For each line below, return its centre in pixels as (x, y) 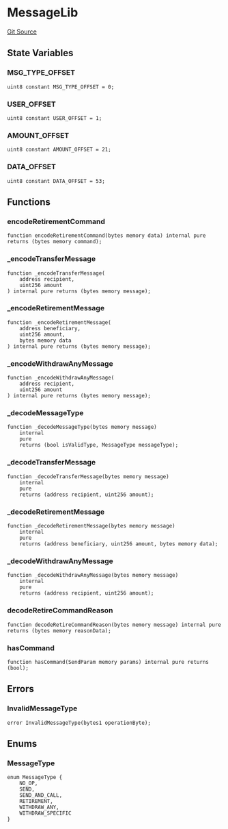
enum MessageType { (35, 778)
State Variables (40, 53)
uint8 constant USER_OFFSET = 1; (55, 118)
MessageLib (43, 13)
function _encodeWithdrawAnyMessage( (61, 378)
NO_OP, (29, 783)
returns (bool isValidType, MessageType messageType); (99, 445)
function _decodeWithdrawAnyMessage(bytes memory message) (93, 576)
